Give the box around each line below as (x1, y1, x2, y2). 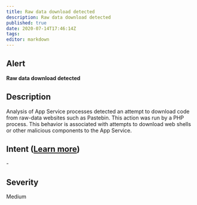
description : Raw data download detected (6, 14, 111, 20)
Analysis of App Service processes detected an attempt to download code (6, 108, 190, 115)
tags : (6, 31, 20, 37)
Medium (6, 193, 27, 200)
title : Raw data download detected (6, 8, 95, 15)
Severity (6, 177, 39, 187)
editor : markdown (6, 36, 50, 42)
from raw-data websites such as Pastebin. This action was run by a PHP (6, 114, 184, 121)
